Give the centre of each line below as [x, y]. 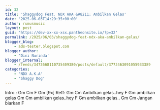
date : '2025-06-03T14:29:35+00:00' [42, 19]
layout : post [18, 28]
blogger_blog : [20, 42]
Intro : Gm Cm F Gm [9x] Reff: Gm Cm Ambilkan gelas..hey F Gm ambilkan [80, 92]
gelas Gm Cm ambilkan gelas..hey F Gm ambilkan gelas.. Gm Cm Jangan [79, 98]
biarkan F [15, 103]
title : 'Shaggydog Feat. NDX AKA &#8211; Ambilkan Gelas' [66, 14]
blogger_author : [22, 51]
